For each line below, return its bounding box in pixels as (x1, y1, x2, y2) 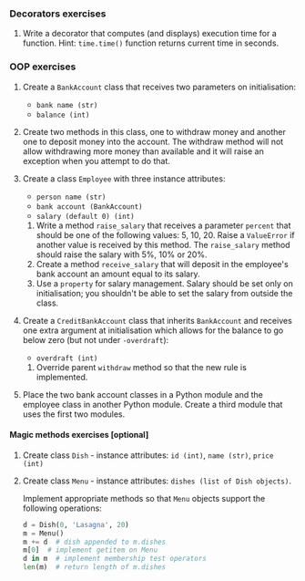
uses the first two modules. (22, 409, 126, 420)
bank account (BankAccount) (36, 202, 143, 212)
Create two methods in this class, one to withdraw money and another (22, 126, 287, 137)
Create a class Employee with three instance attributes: (22, 172, 226, 184)
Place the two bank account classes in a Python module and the (22, 389, 264, 399)
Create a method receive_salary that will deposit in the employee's (36, 258, 289, 269)
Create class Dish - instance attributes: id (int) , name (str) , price (22, 450, 274, 461)
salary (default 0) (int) (36, 212, 135, 221)
